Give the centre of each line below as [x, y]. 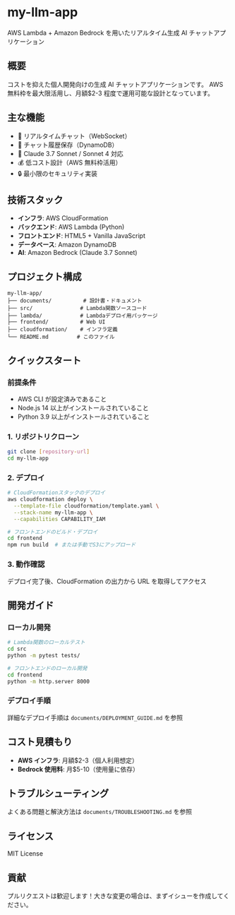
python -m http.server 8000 [49, 681]
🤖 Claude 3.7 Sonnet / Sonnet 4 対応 [70, 153]
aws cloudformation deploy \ [50, 500]
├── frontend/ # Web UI [56, 322]
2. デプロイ [26, 477]
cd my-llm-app [28, 459]
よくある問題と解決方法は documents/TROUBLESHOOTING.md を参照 [100, 812]
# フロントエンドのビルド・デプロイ [53, 532]
